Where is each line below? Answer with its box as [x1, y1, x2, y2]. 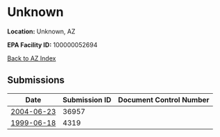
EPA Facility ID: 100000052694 [7, 40, 98, 49]
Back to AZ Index [7, 54, 56, 63]
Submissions [7, 74, 65, 86]
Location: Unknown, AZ [7, 27, 76, 35]
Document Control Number [117, 95, 210, 104]
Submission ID [62, 95, 112, 104]
